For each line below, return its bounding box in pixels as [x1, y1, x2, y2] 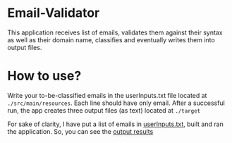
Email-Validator [7, 5, 100, 21]
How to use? [7, 68, 82, 84]
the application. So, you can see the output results [7, 127, 154, 135]
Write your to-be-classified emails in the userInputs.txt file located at [7, 91, 207, 99]
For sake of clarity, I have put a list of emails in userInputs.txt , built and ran [7, 120, 224, 128]
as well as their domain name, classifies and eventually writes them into [7, 35, 215, 44]
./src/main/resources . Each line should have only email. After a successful [7, 99, 226, 107]
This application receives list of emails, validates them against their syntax [7, 28, 224, 37]
